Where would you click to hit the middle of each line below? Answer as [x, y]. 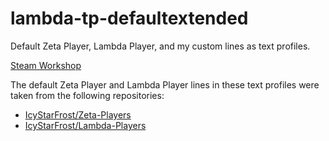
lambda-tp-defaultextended [129, 18]
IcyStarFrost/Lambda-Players [85, 125]
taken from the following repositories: [87, 95]
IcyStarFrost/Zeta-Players [78, 114]
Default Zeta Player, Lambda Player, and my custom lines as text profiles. [160, 46]
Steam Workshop [46, 65]
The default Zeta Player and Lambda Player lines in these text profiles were [165, 84]
